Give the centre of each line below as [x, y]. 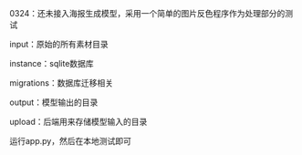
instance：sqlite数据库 [52, 63]
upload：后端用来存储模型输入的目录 [78, 122]
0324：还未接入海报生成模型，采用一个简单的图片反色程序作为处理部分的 [147, 13]
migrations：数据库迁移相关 [62, 83]
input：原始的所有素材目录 [59, 44]
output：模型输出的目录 [54, 102]
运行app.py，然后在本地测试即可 [71, 141]
